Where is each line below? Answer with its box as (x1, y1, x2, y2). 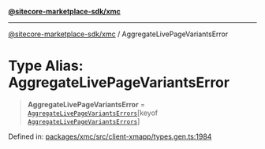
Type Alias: (8, 57, 84, 75)
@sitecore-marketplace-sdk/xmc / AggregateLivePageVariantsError (8, 29, 229, 39)
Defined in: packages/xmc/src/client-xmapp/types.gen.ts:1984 (8, 132, 212, 141)
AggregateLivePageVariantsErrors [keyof (27, 108, 159, 117)
